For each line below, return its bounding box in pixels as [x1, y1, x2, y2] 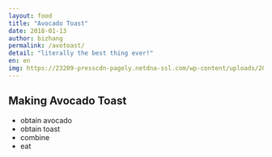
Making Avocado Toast [8, 94, 127, 108]
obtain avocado [19, 115, 73, 125]
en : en [8, 57, 31, 65]
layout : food [8, 11, 53, 20]
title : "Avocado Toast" [8, 19, 89, 27]
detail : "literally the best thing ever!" [8, 49, 154, 57]
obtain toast [19, 124, 61, 134]
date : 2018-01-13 [8, 27, 67, 35]
